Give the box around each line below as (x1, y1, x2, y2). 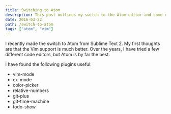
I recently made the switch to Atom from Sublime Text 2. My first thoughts (5, 40, 160, 47)
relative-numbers (12, 87, 49, 94)
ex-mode (12, 77, 32, 83)
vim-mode (12, 71, 35, 77)
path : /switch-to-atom (5, 21, 53, 27)
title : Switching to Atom (5, 7, 60, 13)
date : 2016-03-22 (5, 17, 42, 22)
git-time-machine (12, 98, 49, 105)
